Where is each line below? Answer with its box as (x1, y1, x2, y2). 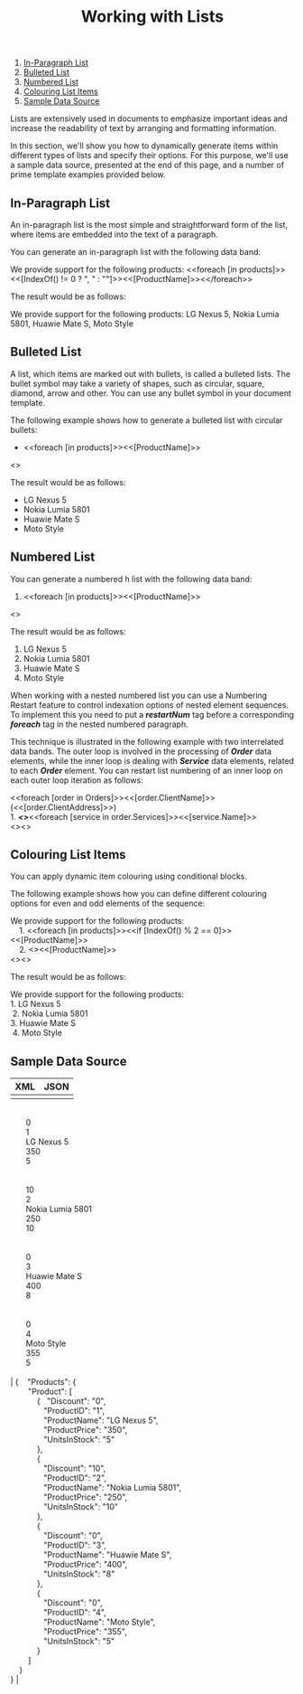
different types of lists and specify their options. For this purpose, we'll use (10, 150, 289, 161)
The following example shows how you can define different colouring (10, 889, 267, 899)
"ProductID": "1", (43, 1406, 106, 1416)
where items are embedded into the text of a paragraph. (10, 229, 219, 240)
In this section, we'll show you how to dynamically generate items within (10, 140, 279, 151)
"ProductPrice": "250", (43, 1492, 128, 1502)
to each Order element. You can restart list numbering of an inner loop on (10, 765, 283, 776)
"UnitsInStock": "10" (43, 1501, 119, 1512)
